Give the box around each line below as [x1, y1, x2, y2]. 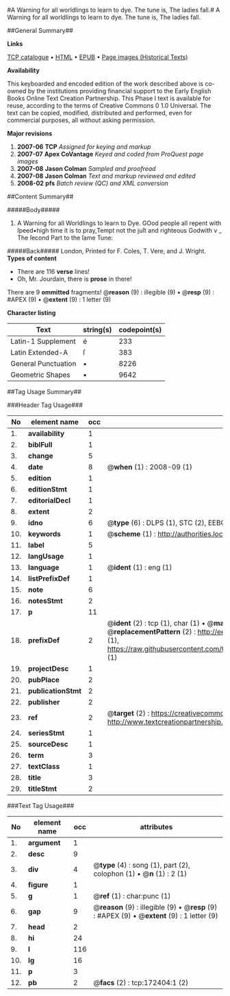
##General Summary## [7, 27, 73, 34]
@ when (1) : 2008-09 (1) [107, 463, 193, 472]
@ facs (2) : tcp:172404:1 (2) [93, 978, 189, 987]
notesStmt [28, 597, 63, 605]
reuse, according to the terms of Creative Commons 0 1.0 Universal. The [7, 102, 212, 109]
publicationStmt [28, 686, 82, 695]
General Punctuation [10, 359, 77, 368]
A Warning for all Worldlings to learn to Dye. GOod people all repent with [16, 219, 222, 227]
